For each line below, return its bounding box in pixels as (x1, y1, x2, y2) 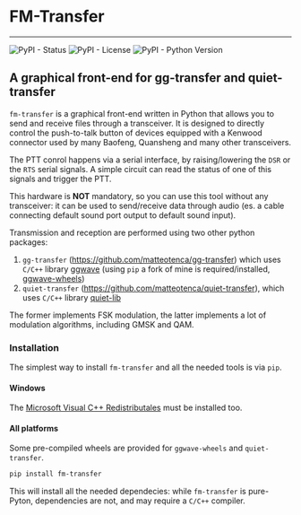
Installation (9, 341, 60, 354)
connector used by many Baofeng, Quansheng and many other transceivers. (9, 136, 292, 147)
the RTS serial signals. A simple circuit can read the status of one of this (9, 163, 271, 174)
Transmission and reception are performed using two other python (9, 227, 255, 238)
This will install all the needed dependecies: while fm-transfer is (9, 486, 246, 497)
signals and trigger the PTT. (9, 173, 112, 184)
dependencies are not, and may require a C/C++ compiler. (35, 495, 246, 506)
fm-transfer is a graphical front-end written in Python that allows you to (9, 108, 275, 118)
